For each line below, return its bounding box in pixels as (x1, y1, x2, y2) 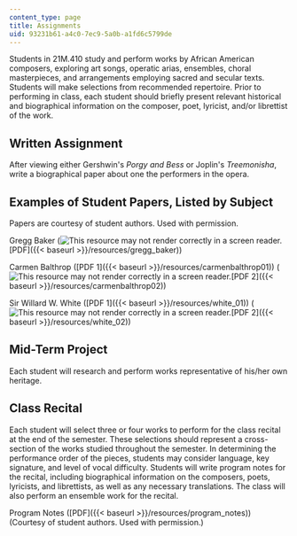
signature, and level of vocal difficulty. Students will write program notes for (9, 462, 286, 472)
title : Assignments (9, 21, 82, 30)
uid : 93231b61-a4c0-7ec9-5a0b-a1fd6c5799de (9, 29, 173, 38)
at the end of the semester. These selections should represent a (9, 433, 243, 444)
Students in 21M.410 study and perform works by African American (9, 54, 254, 65)
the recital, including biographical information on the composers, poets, (9, 471, 270, 482)
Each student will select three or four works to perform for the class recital (9, 424, 281, 435)
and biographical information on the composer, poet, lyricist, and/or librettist (9, 101, 288, 112)
